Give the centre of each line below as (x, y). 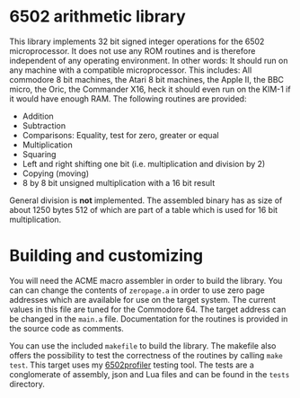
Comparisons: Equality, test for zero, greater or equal (120, 135)
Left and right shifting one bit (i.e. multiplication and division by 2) (144, 164)
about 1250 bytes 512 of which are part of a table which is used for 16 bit (144, 209)
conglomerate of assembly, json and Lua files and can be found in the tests (150, 374)
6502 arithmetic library (97, 17)
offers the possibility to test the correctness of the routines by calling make (146, 355)
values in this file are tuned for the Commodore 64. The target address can (148, 309)
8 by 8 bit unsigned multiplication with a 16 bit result (119, 182)
